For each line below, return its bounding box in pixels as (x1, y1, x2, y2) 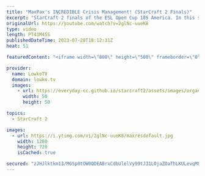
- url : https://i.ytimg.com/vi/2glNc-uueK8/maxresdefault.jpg (12, 133, 173, 139)
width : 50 (22, 94, 48, 100)
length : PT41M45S (6, 32, 51, 38)
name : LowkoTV (12, 71, 48, 77)
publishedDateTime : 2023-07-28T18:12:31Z (6, 37, 113, 43)
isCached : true (17, 150, 56, 156)
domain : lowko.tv (12, 76, 56, 82)
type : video (6, 26, 37, 32)
